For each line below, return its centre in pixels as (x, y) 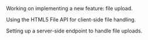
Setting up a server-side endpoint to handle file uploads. (74, 31)
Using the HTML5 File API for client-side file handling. (71, 19)
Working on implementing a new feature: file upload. (70, 8)
